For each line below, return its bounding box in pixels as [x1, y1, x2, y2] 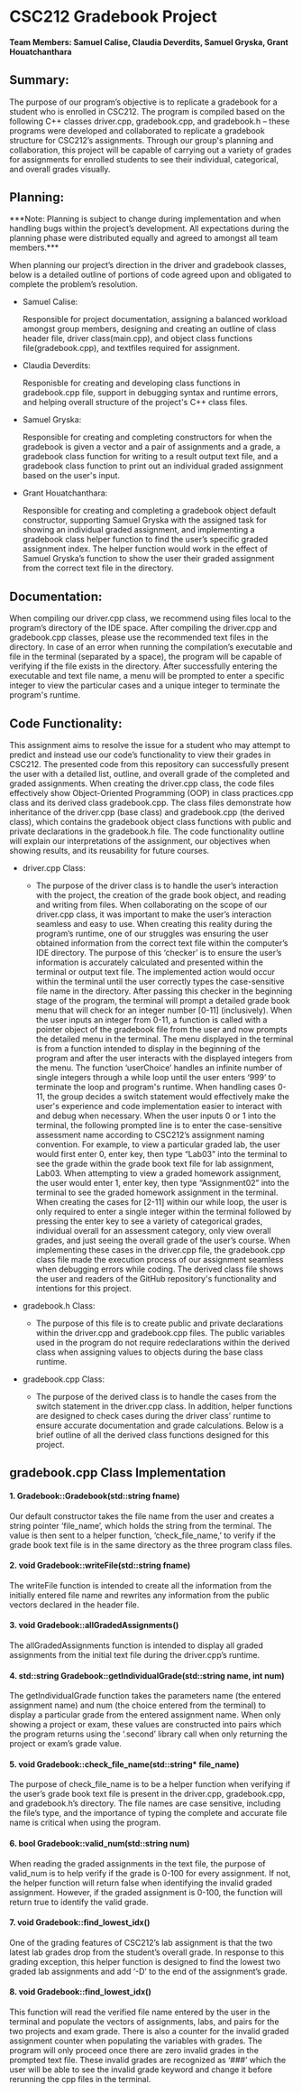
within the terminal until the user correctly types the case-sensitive [35, 977, 285, 987]
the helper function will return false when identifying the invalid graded [9, 1877, 273, 1888]
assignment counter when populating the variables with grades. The [9, 2035, 263, 2046]
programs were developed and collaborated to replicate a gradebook [9, 125, 266, 136]
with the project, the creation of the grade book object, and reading [35, 890, 287, 901]
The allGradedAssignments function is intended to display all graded [9, 1640, 264, 1651]
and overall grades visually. [9, 163, 111, 174]
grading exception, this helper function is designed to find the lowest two [9, 1956, 281, 1967]
